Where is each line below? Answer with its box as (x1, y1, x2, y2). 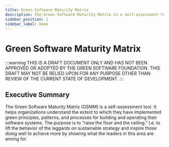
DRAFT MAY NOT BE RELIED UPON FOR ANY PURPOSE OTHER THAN (5, 70, 151, 77)
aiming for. (5, 136, 28, 141)
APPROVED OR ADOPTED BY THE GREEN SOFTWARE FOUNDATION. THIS (5, 65, 160, 71)
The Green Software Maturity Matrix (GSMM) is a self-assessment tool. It (5, 104, 157, 110)
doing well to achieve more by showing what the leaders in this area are (5, 130, 154, 136)
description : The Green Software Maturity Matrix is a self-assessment (5, 12, 158, 17)
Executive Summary (5, 90, 70, 99)
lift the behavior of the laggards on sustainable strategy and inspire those (5, 125, 157, 131)
